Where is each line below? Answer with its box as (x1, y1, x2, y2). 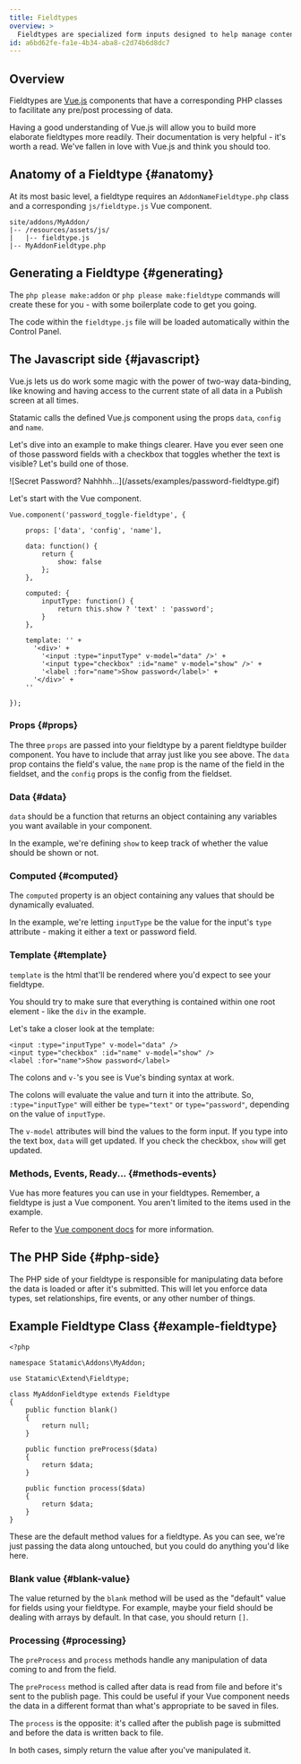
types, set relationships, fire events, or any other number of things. (9, 1292, 256, 1303)
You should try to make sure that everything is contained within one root (9, 996, 276, 1007)
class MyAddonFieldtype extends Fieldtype (9, 1389, 170, 1399)
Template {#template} (9, 949, 107, 961)
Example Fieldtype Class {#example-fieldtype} (9, 1319, 278, 1334)
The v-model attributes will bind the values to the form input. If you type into (9, 1125, 288, 1136)
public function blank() (25, 1405, 118, 1414)
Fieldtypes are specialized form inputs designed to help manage (17, 30, 267, 39)
